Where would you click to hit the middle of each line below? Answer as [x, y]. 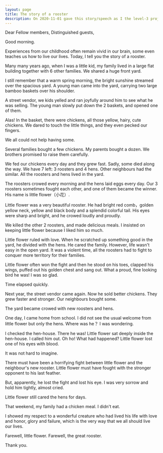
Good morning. [20, 42]
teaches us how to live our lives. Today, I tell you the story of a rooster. [75, 57]
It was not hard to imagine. [32, 353]
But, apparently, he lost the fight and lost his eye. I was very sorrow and [77, 382]
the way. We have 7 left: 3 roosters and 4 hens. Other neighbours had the [78, 169]
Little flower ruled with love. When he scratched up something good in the [79, 240]
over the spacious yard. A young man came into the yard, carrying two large [81, 86]
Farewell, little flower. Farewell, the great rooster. [54, 436]
